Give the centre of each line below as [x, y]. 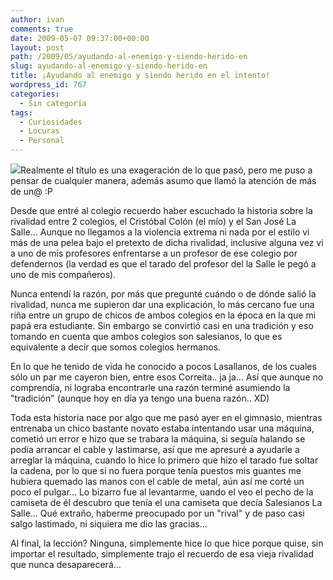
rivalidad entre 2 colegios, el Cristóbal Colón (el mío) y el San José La [153, 221]
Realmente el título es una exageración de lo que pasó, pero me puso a [166, 170]
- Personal [42, 141]
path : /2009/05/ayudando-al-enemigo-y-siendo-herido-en [129, 57]
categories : [35, 94]
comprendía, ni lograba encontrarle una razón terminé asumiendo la [150, 387]
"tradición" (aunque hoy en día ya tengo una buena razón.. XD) [140, 398]
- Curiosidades [51, 122]
